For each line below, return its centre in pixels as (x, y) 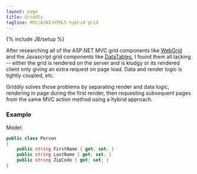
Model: (15, 128)
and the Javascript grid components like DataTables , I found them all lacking (98, 57)
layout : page (22, 11)
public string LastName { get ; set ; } (64, 155)
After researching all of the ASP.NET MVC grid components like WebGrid (94, 51)
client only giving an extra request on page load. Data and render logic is (94, 69)
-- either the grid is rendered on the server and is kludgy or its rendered (93, 63)
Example (19, 115)
